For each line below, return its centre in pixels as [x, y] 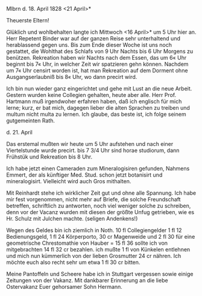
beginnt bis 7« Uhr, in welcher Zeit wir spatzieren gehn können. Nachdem [97, 64]
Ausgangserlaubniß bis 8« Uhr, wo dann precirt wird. [72, 77]
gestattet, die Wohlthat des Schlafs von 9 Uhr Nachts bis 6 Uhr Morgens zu [100, 51]
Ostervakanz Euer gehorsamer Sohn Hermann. [64, 287]
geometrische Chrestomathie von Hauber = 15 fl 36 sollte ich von [87, 243]
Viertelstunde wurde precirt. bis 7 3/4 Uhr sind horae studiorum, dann [93, 150]
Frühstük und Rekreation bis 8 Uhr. [49, 157]
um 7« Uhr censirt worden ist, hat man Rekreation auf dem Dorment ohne [97, 71]
